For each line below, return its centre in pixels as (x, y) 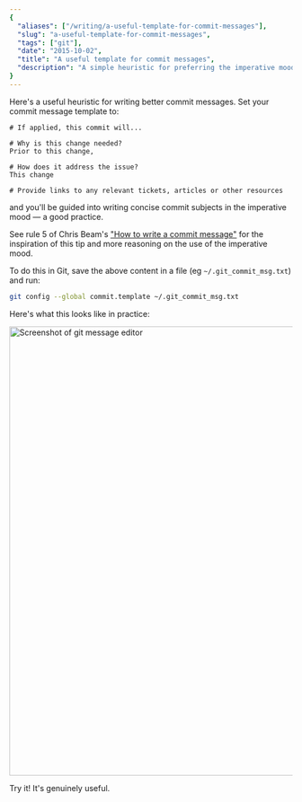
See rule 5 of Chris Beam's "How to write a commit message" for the (136, 234)
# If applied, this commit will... (76, 128)
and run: (25, 280)
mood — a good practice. (57, 216)
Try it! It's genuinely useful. (60, 788)
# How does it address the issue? (74, 167)
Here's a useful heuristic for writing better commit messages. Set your (139, 101)
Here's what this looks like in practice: (80, 313)
